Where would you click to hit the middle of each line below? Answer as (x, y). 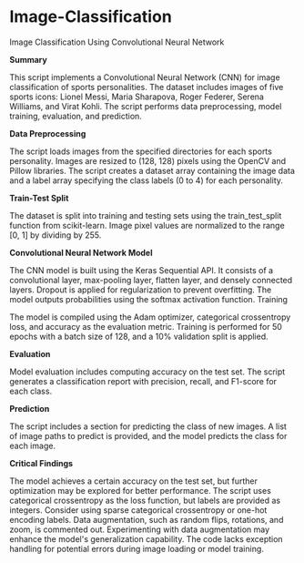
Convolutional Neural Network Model (81, 252)
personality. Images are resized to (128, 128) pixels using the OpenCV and (148, 160)
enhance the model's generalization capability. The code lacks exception (147, 538)
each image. (33, 445)
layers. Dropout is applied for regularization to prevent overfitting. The (141, 290)
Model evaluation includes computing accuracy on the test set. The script (147, 372)
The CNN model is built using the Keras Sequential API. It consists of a (142, 270)
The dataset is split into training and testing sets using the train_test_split (146, 215)
